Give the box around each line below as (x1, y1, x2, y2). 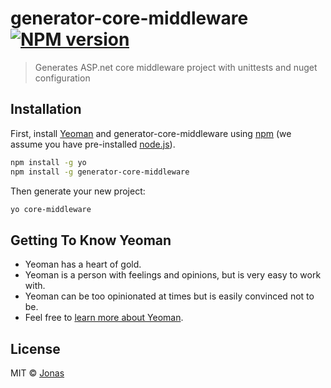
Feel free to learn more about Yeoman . (24, 312, 184, 324)
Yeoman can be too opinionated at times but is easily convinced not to (24, 290, 315, 302)
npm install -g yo (10, 157, 87, 167)
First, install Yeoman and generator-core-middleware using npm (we (10, 127, 292, 139)
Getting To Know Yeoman (10, 232, 172, 249)
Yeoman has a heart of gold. (24, 258, 142, 271)
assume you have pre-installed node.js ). (10, 138, 176, 150)
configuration (34, 72, 91, 84)
